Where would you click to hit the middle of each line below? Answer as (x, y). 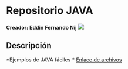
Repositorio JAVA (50, 11)
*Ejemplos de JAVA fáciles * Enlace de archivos (64, 60)
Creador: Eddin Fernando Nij (41, 27)
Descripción (29, 46)
